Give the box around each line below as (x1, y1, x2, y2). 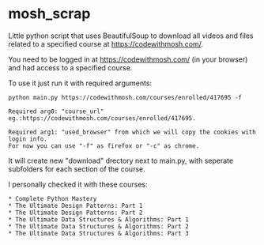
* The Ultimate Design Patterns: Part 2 (8, 209, 144, 217)
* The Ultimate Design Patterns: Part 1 (8, 202, 144, 209)
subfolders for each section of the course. (8, 164, 145, 174)
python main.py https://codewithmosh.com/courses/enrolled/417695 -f (8, 93, 243, 101)
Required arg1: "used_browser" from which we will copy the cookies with (8, 128, 257, 136)
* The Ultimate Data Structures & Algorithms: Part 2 (8, 222, 190, 230)
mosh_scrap (8, 5, 91, 23)
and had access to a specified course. (8, 62, 133, 72)
